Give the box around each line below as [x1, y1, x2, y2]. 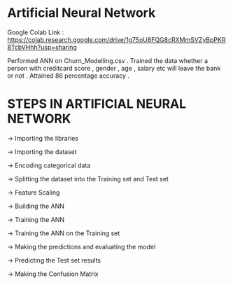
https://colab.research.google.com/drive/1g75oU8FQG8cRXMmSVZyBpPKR [7, 35, 226, 43]
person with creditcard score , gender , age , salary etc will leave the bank [7, 64, 221, 72]
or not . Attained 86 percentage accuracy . [7, 71, 130, 80]
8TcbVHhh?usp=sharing [7, 43, 77, 51]
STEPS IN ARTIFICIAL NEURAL [7, 96, 187, 112]
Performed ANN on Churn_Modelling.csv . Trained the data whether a [7, 56, 209, 64]
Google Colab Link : [7, 28, 64, 36]
